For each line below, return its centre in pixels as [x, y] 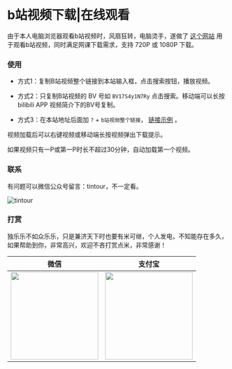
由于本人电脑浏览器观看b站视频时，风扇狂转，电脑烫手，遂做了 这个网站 [111, 36]
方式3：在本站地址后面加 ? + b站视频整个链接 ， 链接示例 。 [99, 120]
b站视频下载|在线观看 [69, 15]
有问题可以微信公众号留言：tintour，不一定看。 [75, 186]
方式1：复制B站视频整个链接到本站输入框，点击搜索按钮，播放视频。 [116, 81]
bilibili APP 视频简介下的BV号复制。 [68, 105]
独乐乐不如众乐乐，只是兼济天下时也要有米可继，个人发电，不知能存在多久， [117, 236]
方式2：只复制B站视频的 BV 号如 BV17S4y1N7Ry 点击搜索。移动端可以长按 [121, 96]
